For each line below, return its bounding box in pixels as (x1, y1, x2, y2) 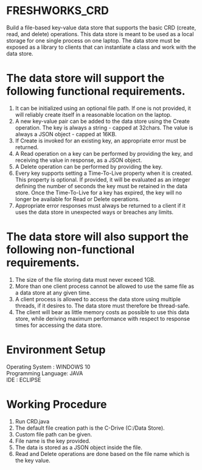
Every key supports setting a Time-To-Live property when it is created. (15, 169, 193, 177)
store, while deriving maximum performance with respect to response (15, 315, 190, 322)
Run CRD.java (15, 417, 50, 425)
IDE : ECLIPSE (6, 376, 41, 383)
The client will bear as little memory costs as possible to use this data (15, 308, 190, 315)
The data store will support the (6, 72, 165, 86)
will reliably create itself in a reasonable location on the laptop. (15, 111, 172, 118)
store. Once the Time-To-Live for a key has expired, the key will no (15, 189, 183, 196)
